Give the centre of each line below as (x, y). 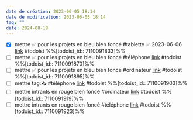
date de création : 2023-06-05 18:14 (51, 11)
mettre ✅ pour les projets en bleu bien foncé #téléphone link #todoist (98, 57)
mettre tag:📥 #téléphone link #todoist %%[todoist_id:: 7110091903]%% (101, 83)
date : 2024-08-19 (27, 28)
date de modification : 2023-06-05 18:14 (56, 17)
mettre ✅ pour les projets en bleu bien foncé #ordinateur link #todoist (98, 70)
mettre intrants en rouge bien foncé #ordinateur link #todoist (87, 92)
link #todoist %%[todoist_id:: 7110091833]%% (70, 51)
